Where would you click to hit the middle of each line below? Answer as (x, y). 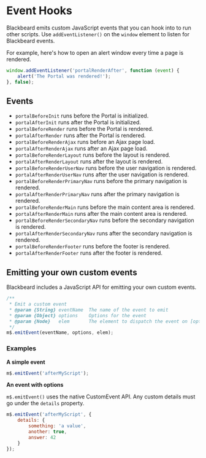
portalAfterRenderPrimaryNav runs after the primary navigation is (97, 194)
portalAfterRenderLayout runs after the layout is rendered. (89, 162)
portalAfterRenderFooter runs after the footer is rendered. (89, 253)
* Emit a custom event (38, 304)
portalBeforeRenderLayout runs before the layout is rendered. (93, 155)
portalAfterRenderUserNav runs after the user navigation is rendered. (102, 175)
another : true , (48, 432)
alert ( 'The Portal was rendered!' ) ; (64, 76)
